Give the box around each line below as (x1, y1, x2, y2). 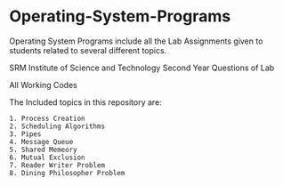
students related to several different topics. (9, 44, 167, 55)
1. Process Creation (9, 114, 86, 123)
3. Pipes (9, 129, 42, 139)
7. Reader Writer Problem (9, 160, 105, 170)
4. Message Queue (9, 137, 74, 146)
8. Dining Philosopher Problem (9, 168, 125, 177)
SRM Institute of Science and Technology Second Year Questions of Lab (9, 62, 275, 73)
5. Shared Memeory (9, 145, 77, 154)
